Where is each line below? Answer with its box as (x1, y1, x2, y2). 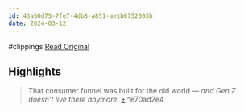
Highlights (8, 64, 62, 78)
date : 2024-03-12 (8, 19, 67, 27)
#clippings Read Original (8, 41, 90, 51)
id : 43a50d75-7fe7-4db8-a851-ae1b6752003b (8, 11, 153, 20)
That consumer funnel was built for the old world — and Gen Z (27, 86, 236, 96)
